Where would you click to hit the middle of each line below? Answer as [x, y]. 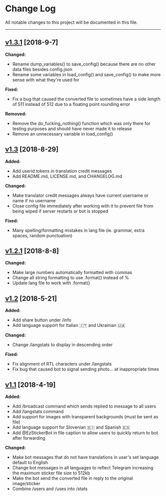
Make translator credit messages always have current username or [80, 195]
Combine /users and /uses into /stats [50, 489]
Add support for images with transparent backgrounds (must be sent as [85, 417]
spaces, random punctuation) [42, 235]
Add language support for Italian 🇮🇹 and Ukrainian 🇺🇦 [69, 325]
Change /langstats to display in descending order [62, 345]
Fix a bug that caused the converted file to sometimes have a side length [86, 99]
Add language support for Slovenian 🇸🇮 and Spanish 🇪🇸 [71, 427]
